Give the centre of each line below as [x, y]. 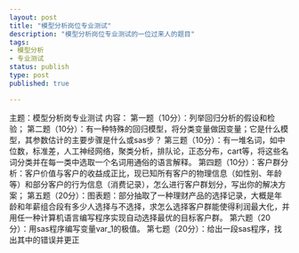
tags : [19, 42]
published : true [39, 83]
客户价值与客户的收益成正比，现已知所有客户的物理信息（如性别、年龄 [153, 173]
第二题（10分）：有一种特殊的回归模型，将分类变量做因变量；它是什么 [154, 129]
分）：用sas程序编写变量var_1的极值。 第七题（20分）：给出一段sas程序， [142, 228]
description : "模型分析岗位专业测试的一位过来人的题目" [102, 34]
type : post [29, 75]
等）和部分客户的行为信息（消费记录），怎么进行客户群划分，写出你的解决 [144, 184]
